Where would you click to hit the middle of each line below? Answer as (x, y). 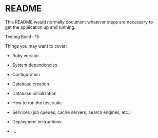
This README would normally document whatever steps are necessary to (79, 22)
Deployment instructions (37, 121)
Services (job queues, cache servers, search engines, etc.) (71, 112)
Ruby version (25, 55)
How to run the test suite (37, 102)
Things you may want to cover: (36, 46)
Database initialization (34, 93)
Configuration (26, 74)
